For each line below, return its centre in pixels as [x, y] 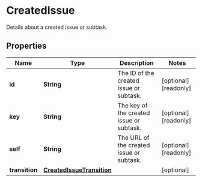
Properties [26, 46]
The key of [133, 105]
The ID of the [136, 73]
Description [137, 62]
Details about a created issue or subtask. [57, 27]
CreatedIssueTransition [78, 170]
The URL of [133, 138]
